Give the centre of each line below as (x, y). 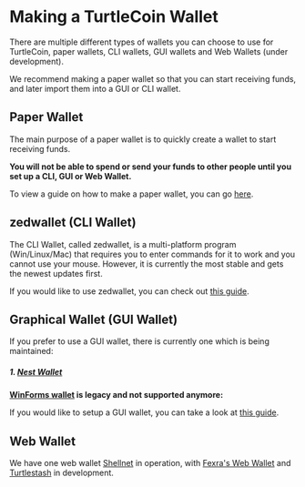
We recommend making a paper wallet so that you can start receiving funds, (153, 78)
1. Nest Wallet (36, 371)
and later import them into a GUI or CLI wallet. (95, 88)
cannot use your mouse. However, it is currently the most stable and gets (147, 264)
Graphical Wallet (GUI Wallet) (94, 319)
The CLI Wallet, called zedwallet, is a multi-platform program (123, 244)
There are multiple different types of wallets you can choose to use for (142, 42)
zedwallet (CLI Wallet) (73, 223)
